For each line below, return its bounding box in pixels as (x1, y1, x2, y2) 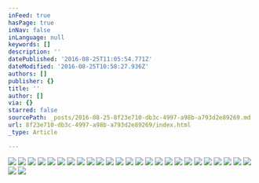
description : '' (8, 48, 61, 56)
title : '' (8, 84, 41, 93)
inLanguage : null (8, 33, 65, 42)
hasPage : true (8, 19, 55, 27)
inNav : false (8, 26, 51, 34)
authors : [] (8, 70, 47, 78)
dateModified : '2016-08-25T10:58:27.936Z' (8, 63, 149, 71)
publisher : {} (8, 77, 55, 85)
